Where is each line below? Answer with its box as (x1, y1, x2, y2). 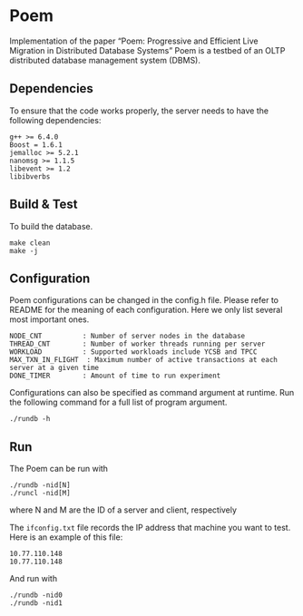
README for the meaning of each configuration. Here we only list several (9, 305, 283, 316)
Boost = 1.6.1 (9, 140, 64, 150)
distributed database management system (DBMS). (9, 54, 201, 65)
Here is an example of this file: (9, 532, 123, 543)
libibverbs (9, 171, 51, 181)
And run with (9, 573, 57, 584)
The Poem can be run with (9, 464, 109, 474)
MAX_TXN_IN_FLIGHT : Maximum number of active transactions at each (9, 356, 279, 365)
